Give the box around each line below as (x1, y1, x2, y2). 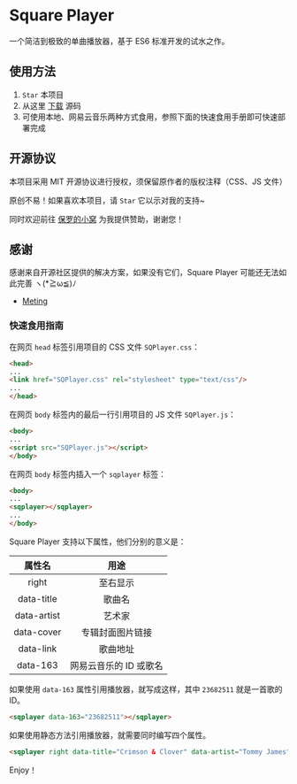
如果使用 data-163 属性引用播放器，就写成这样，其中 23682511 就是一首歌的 (9, 683, 283, 695)
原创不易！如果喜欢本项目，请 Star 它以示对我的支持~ (9, 195, 205, 205)
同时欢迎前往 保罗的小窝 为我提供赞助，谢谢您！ (9, 213, 184, 224)
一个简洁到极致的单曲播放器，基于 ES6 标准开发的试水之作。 (9, 35, 230, 46)
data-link (18, 642, 57, 655)
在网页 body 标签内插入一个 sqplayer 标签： (9, 468, 166, 479)
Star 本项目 (21, 89, 65, 100)
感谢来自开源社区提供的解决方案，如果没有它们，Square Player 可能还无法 (9, 267, 279, 278)
